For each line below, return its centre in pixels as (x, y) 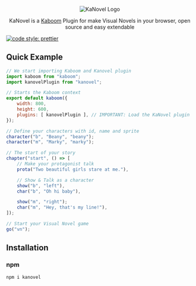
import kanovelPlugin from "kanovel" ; (54, 82)
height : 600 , (33, 109)
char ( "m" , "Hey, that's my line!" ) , (62, 208)
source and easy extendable (100, 27)
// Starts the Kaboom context (44, 93)
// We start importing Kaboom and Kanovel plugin (69, 71)
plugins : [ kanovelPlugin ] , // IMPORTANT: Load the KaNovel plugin (103, 115)
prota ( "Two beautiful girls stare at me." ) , (73, 169)
